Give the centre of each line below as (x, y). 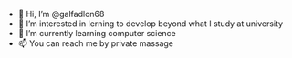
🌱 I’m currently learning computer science (97, 33)
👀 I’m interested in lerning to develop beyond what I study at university (151, 24)
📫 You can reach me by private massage (96, 43)
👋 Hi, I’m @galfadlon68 (61, 14)
